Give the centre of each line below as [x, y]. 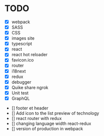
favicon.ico [23, 60]
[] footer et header [30, 108]
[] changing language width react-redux [51, 123]
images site [23, 38]
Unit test [20, 93]
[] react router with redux [37, 118]
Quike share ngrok [30, 87]
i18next [19, 71]
